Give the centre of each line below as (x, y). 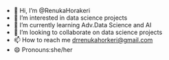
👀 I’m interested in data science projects (70, 18)
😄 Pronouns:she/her (43, 50)
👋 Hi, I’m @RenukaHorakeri (52, 11)
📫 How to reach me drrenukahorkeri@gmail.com (83, 40)
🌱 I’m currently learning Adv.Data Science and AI (82, 25)
